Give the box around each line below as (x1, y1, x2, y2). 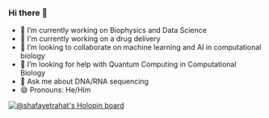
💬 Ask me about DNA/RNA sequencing (19, 76, 149, 87)
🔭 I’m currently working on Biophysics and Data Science (19, 26, 208, 35)
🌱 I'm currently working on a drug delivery (19, 34, 161, 43)
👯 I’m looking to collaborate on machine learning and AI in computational (19, 43, 262, 52)
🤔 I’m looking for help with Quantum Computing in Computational (19, 59, 237, 69)
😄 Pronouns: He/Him (19, 85, 91, 95)
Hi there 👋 (8, 7, 48, 18)
